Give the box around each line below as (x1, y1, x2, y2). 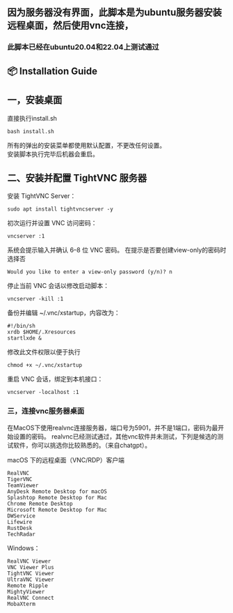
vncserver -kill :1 (7, 296, 64, 303)
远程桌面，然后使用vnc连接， (7, 20, 134, 31)
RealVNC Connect (7, 594, 54, 601)
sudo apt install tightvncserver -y (7, 206, 113, 213)
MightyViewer (7, 588, 45, 595)
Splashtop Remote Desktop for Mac (7, 494, 108, 501)
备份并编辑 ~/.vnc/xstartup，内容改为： (7, 309, 120, 317)
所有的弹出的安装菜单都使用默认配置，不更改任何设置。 (7, 141, 166, 149)
